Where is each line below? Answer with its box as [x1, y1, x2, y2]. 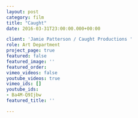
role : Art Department [6, 42, 61, 48]
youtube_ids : [6, 86, 39, 93]
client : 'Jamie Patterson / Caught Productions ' [6, 37, 133, 43]
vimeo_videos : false [6, 69, 58, 75]
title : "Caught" [6, 20, 47, 26]
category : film [6, 14, 44, 20]
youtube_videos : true [6, 75, 61, 81]
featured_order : [6, 64, 47, 70]
